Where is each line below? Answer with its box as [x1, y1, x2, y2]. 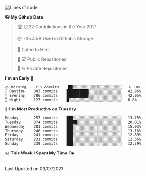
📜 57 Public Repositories [17, 56, 67, 62]
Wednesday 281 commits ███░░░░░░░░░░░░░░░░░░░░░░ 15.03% [5, 124, 141, 129]
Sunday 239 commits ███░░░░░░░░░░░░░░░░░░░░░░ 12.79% [5, 141, 141, 146]
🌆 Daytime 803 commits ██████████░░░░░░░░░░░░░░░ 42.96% [5, 89, 141, 94]
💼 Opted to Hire [17, 47, 49, 52]
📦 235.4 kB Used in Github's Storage [17, 36, 93, 41]
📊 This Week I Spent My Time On [5, 150, 74, 156]
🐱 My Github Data [5, 14, 43, 20]
